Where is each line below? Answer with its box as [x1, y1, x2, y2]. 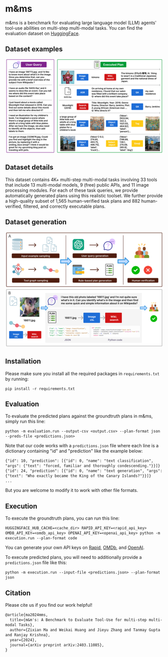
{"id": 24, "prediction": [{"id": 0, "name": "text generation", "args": [5, 468, 163, 473]
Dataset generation [5, 218, 67, 226]
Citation [5, 589, 31, 597]
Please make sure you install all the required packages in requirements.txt [5, 370, 159, 376]
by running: [5, 376, 29, 382]
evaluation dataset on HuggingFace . [5, 30, 80, 36]
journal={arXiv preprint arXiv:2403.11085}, [10, 642, 104, 647]
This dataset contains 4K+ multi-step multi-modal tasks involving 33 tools [5, 177, 157, 183]
